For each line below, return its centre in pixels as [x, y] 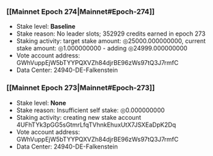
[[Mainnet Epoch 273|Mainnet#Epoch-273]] [81, 88]
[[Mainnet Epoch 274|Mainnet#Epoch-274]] [81, 12]
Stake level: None [41, 103]
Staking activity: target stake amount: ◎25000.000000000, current [111, 41]
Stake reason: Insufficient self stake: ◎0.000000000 [90, 110]
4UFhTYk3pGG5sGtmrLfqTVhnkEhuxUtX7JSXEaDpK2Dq [96, 125]
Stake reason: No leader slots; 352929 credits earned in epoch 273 [111, 34]
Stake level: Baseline [46, 27]
